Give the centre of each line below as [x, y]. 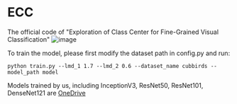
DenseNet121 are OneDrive [47, 93]
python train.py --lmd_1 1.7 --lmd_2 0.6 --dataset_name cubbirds [108, 66]
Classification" [29, 39]
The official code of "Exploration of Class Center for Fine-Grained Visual [113, 32]
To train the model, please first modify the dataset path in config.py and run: [119, 53]
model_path [23, 72]
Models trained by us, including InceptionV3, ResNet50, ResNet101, [105, 85]
